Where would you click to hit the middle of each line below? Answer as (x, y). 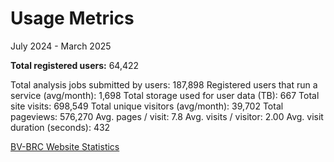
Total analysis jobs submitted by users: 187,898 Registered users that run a (164, 84)
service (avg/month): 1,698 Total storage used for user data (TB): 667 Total (165, 95)
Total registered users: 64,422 (75, 65)
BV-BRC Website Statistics (65, 146)
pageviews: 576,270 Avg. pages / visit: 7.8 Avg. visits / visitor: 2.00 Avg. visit (167, 116)
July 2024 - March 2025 (61, 46)
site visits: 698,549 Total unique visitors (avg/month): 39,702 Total (147, 106)
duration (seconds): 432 (60, 127)
